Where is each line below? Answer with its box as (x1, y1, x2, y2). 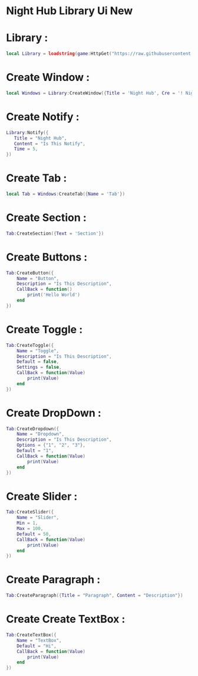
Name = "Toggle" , (16, 347, 60, 354)
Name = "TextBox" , (16, 637, 62, 643)
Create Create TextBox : (6, 613, 126, 626)
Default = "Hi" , (16, 643, 57, 649)
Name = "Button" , (16, 275, 60, 281)
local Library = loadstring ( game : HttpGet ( (6, 51, 112, 57)
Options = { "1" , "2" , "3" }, (16, 442, 85, 448)
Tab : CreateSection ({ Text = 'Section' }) (6, 230, 104, 236)
